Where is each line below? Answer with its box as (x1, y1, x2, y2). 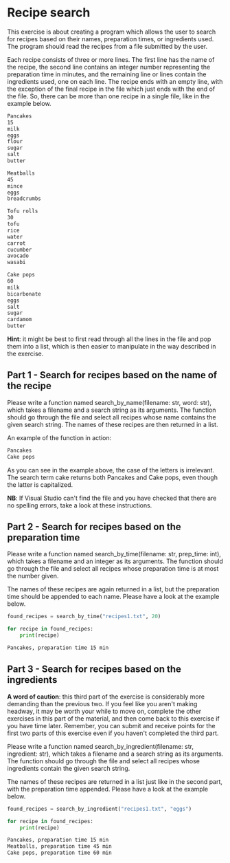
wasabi (7, 259, 26, 266)
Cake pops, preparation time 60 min (7, 849, 112, 857)
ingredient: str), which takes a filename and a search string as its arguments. (7, 750, 224, 758)
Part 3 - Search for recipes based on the (7, 664, 182, 675)
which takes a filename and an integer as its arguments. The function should (7, 557, 223, 565)
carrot (7, 239, 26, 247)
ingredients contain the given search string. (7, 764, 130, 772)
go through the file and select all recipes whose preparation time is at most (7, 565, 219, 573)
